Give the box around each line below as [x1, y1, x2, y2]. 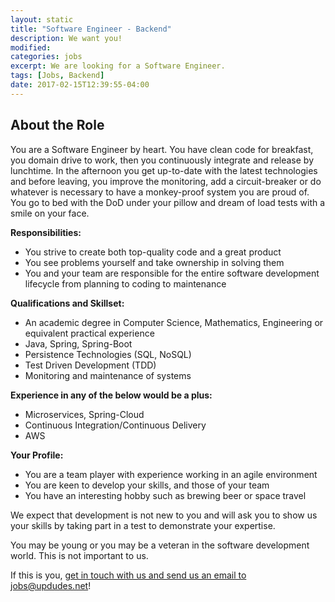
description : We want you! [10, 33, 123, 43]
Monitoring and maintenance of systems [24, 369, 192, 381]
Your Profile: [10, 449, 64, 461]
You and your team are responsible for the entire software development [24, 267, 320, 279]
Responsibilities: [10, 226, 82, 238]
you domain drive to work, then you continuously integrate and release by [10, 154, 315, 166]
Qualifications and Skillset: [10, 297, 125, 309]
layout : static [10, 14, 74, 25]
